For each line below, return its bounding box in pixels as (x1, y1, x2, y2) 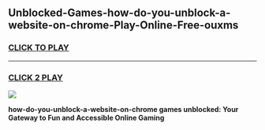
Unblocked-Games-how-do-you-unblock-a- (8, 6, 231, 20)
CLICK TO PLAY (8, 43, 69, 54)
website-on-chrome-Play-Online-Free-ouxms (8, 19, 239, 32)
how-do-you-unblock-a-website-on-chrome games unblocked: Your (8, 104, 239, 113)
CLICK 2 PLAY (8, 72, 63, 83)
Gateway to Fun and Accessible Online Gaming (8, 113, 165, 122)
